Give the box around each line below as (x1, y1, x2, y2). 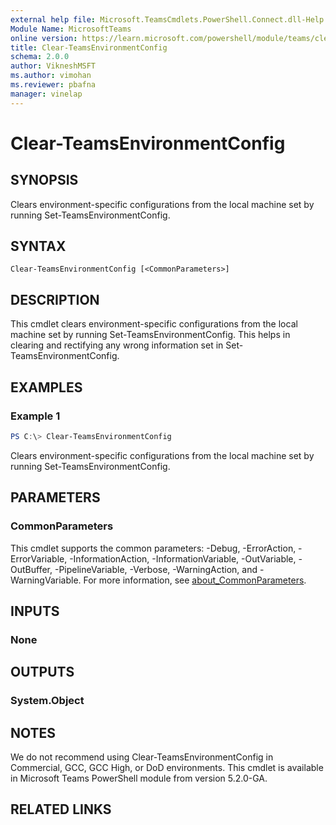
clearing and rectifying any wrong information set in (10, 339, 224, 351)
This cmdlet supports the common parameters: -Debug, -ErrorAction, (10, 542, 297, 554)
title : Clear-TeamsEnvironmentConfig (10, 42, 168, 53)
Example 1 (10, 409, 61, 423)
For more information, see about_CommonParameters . (83, 574, 307, 586)
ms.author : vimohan (10, 71, 92, 81)
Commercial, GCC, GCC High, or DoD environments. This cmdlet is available (10, 761, 324, 773)
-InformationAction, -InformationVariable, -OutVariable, (69, 552, 297, 565)
